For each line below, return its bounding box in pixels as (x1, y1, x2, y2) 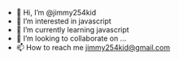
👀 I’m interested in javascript (15, 16, 111, 26)
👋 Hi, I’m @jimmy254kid (15, 8, 97, 17)
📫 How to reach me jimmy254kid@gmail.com (15, 43, 171, 52)
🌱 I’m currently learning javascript (15, 25, 129, 34)
